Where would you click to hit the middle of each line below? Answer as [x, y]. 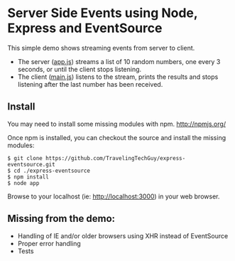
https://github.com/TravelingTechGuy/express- [115, 158]
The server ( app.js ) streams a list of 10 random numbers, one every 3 [119, 61]
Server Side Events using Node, [103, 13]
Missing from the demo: [61, 219]
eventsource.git [31, 164]
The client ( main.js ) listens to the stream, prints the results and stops [118, 77]
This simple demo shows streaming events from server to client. [101, 48]
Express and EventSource [85, 28]
